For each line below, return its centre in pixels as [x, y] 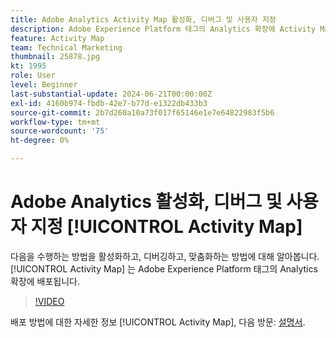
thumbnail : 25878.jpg [55, 57]
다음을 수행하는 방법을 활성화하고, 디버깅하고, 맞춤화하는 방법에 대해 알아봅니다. [165, 256]
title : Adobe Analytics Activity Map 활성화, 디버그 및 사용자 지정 [143, 19]
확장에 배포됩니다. [45, 281]
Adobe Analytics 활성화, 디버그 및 [146, 202]
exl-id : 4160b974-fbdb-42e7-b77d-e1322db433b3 [109, 103]
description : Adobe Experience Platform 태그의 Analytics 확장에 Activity [163, 29]
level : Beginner [44, 85]
